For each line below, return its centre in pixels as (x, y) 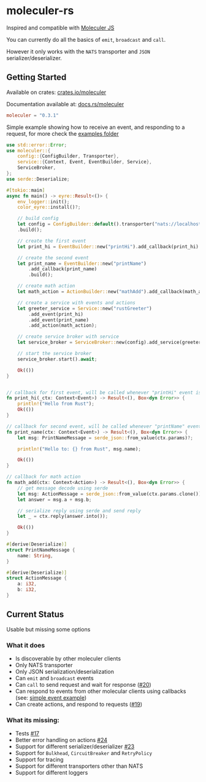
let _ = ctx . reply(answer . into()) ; (63, 517)
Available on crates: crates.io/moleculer (56, 92)
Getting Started (36, 77)
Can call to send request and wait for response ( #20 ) (83, 684)
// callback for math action (44, 477)
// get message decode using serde (63, 488)
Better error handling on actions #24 (61, 740)
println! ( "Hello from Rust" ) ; (56, 404)
